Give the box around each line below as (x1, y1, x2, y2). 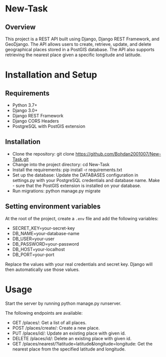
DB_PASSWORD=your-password (12, 241, 79, 247)
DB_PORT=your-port (12, 252, 55, 258)
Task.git (12, 156, 29, 162)
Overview (5, 23, 36, 31)
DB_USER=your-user (12, 236, 55, 242)
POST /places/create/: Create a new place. (12, 325, 100, 331)
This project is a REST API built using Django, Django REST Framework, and (5, 36, 160, 42)
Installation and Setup (5, 69, 98, 81)
